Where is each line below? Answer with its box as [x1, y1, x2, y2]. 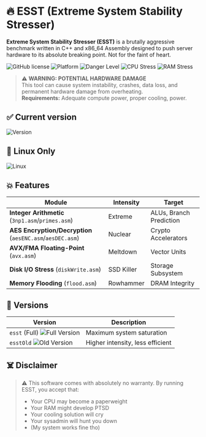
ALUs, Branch [150, 208, 190, 217]
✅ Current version [6, 112, 77, 123]
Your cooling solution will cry [30, 411, 104, 418]
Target [163, 198, 184, 207]
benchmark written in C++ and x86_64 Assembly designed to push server [6, 44, 193, 51]
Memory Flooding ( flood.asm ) [9, 279, 97, 287]
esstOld [9, 340, 32, 347]
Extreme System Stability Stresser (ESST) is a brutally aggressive [6, 38, 175, 45]
